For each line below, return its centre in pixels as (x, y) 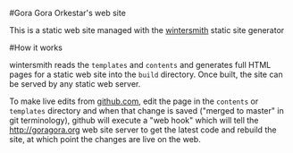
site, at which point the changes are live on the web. (105, 139)
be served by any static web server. (75, 84)
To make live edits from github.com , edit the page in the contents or (134, 101)
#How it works (36, 47)
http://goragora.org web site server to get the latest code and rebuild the (143, 130)
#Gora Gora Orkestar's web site (68, 13)
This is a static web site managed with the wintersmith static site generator (147, 30)
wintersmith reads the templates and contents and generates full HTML (140, 65)
